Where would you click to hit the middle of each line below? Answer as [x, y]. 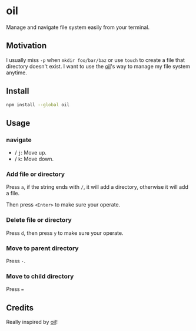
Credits [20, 308]
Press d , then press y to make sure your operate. [65, 233]
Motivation [26, 46]
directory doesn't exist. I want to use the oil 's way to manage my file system [98, 66]
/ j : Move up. [31, 153]
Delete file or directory [39, 220]
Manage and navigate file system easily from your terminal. [78, 27]
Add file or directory [36, 174]
